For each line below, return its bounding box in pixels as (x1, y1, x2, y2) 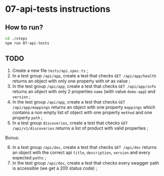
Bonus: (5, 135, 20, 141)
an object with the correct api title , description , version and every (12, 149, 151, 155)
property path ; (12, 114, 43, 120)
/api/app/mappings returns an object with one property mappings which (12, 104, 156, 110)
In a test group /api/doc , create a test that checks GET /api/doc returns (12, 144, 157, 150)
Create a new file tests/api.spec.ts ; (12, 68, 89, 73)
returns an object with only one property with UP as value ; (12, 78, 131, 84)
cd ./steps (5, 36, 28, 41)
